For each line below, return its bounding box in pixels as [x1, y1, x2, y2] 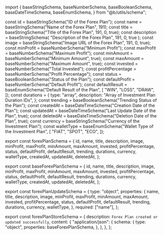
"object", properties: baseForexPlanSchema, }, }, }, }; [5, 224, 112, 230]
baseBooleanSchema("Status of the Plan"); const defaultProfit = [5, 76, 135, 82]
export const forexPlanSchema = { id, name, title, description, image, [5, 138, 144, 144]
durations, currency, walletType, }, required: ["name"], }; [5, 204, 119, 210]
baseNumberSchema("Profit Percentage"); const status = [5, 71, 122, 77]
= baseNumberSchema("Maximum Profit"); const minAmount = [5, 50, 134, 56]
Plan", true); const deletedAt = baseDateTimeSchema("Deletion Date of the [5, 113, 157, 118]
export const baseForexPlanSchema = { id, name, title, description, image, [5, 163, 155, 169]
